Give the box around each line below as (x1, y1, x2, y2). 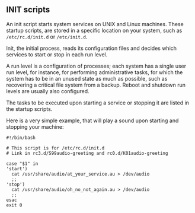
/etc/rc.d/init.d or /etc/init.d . (6, 33, 88, 40)
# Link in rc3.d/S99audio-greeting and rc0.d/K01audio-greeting (6, 150, 168, 156)
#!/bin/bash (6, 135, 36, 141)
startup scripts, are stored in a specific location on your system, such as (6, 27, 183, 34)
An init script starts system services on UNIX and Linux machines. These (6, 20, 184, 27)
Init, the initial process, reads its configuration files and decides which (6, 44, 177, 52)
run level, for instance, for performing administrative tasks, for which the (6, 68, 183, 76)
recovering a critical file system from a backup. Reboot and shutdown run (6, 81, 186, 88)
